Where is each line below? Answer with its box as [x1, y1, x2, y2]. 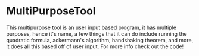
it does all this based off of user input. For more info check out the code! [6, 43, 184, 50]
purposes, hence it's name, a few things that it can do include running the [6, 30, 187, 37]
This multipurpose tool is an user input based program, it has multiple [6, 24, 177, 31]
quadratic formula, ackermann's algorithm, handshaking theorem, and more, [6, 36, 194, 43]
